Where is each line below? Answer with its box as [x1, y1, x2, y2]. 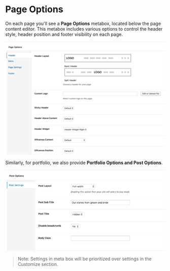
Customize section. [17, 261, 58, 267]
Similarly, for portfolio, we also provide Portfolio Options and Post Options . [5, 159, 163, 166]
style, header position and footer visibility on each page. [5, 31, 123, 37]
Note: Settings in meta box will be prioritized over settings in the [17, 256, 152, 262]
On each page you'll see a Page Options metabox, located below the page [5, 20, 161, 26]
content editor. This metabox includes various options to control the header [5, 25, 163, 32]
